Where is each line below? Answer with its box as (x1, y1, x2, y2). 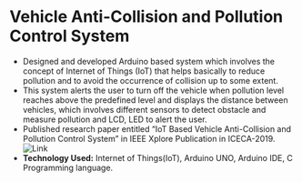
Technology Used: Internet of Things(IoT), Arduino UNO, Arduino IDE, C (22, 152, 293, 163)
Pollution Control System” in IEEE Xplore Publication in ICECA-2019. (22, 133, 276, 144)
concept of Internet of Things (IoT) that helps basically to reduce (22, 66, 266, 76)
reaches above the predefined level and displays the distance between (22, 94, 288, 106)
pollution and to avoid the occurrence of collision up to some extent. (22, 75, 279, 86)
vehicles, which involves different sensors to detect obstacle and (22, 104, 267, 115)
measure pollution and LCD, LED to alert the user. (22, 114, 207, 125)
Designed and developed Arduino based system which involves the (22, 56, 276, 66)
